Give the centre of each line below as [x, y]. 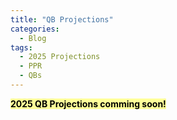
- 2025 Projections [60, 57]
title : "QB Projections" [62, 19]
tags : [21, 47]
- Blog [33, 38]
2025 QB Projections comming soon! [88, 103]
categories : [35, 29]
